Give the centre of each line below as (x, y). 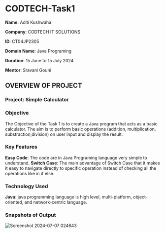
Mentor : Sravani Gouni (28, 70)
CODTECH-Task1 (40, 9)
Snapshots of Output (31, 215)
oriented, (14, 202)
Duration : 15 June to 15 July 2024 (39, 60)
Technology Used (27, 186)
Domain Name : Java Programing (38, 51)
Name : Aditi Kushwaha (28, 22)
